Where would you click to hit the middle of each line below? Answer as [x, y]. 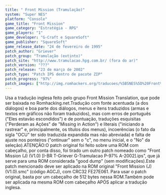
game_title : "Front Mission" [35, 24]
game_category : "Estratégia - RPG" [42, 28]
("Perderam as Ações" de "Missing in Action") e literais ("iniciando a [75, 124]
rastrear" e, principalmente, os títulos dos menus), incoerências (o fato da [80, 129]
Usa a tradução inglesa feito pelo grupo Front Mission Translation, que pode [83, 98]
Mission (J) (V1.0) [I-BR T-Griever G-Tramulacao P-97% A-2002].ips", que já [83, 156]
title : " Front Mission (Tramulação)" [45, 10]
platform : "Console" [26, 19]
